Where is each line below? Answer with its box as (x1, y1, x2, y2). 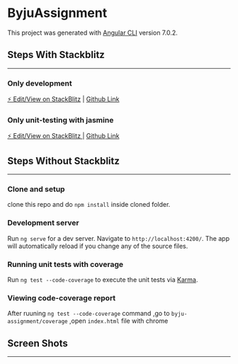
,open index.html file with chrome (69, 317, 169, 325)
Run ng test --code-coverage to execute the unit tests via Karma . (7, 275, 198, 284)
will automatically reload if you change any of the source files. (7, 241, 188, 250)
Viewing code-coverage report (7, 292, 116, 302)
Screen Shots (7, 337, 69, 349)
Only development (7, 78, 72, 88)
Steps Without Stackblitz (7, 154, 120, 167)
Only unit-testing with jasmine (7, 115, 114, 125)
